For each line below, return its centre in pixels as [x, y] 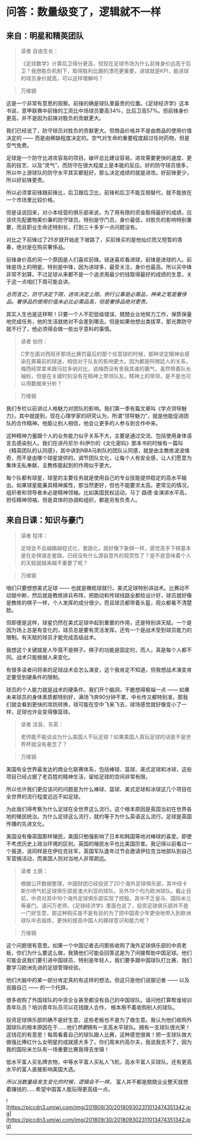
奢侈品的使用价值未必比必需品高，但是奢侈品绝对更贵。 [83, 302]
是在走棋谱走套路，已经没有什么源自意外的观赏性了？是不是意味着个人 [106, 555]
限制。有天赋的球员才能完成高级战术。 [52, 637]
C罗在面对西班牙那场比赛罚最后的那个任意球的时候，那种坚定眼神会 [103, 354]
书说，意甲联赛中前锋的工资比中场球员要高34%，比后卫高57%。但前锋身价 [98, 111]
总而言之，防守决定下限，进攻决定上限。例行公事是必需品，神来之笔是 [91, 294]
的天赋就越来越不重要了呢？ [54, 563]
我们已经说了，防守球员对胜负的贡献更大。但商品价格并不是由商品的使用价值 [99, 131]
